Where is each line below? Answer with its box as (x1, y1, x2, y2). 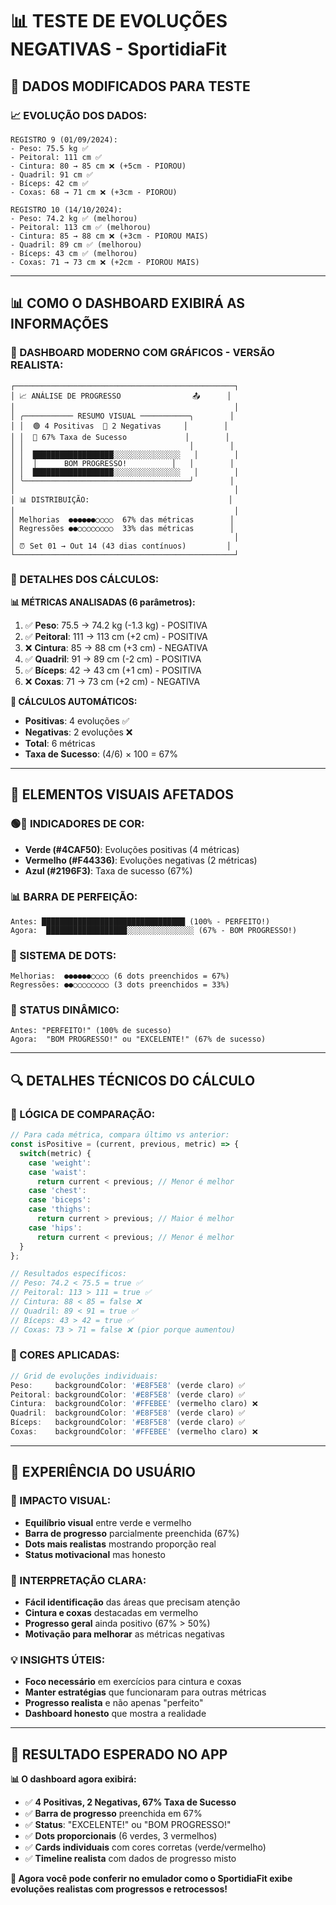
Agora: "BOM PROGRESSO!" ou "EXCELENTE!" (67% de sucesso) (10, 1034, 267, 1045)
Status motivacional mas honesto (24, 1548, 166, 1560)
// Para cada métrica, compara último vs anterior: (10, 1130, 230, 1140)
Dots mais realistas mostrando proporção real (24, 1538, 217, 1550)
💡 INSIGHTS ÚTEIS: (10, 1653, 106, 1667)
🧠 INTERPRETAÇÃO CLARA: (10, 1573, 147, 1587)
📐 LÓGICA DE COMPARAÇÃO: (10, 1107, 156, 1121)
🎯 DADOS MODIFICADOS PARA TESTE (10, 78, 251, 95)
